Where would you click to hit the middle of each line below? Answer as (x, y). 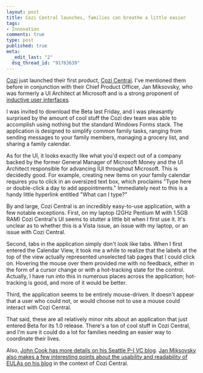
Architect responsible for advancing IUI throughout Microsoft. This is (92, 169)
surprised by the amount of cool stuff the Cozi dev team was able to (91, 118)
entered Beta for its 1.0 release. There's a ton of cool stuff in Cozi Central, (98, 326)
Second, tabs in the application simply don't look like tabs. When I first (94, 243)
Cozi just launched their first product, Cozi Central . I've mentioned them (96, 80)
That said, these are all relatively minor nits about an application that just (97, 319)
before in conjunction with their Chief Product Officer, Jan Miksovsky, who (100, 86)
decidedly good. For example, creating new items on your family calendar (98, 175)
